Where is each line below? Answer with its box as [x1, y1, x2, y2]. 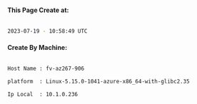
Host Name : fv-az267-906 [7, 65, 84, 73]
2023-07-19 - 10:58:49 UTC [7, 28, 88, 35]
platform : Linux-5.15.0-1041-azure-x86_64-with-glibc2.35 [7, 78, 191, 85]
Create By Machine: [7, 43, 68, 51]
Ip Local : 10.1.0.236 [7, 91, 79, 98]
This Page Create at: [7, 6, 69, 14]
